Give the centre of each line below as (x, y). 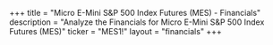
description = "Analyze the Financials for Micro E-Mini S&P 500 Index (137, 22)
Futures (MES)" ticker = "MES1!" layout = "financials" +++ (115, 31)
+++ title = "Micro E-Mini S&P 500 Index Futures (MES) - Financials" (135, 13)
